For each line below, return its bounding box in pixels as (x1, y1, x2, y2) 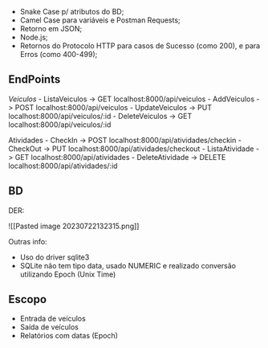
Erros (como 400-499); (19, 50, 98, 59)
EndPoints (8, 72, 61, 87)
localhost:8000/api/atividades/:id (8, 161, 118, 170)
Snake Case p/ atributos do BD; (19, 7, 124, 16)
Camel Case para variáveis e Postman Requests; (19, 15, 181, 25)
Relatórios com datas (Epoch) (19, 331, 119, 341)
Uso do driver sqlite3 (19, 252, 90, 262)
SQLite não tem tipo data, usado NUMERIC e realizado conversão (19, 260, 237, 270)
